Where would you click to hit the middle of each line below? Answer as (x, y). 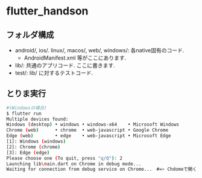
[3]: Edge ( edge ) (28, 152)
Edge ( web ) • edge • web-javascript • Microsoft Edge (89, 136)
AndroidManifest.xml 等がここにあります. (75, 58)
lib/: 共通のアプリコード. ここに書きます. (65, 65)
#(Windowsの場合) (27, 108)
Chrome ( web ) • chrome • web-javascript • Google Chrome (87, 130)
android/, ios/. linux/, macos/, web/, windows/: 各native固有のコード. (99, 50)
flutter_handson (47, 11)
